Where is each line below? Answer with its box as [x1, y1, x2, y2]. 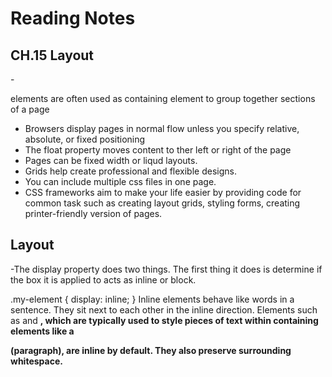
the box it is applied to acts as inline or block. [10, 273, 197, 286]
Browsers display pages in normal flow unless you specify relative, [24, 123, 300, 134]
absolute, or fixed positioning [24, 133, 146, 145]
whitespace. [10, 355, 63, 367]
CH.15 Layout [10, 47, 95, 64]
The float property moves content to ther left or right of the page [24, 144, 292, 156]
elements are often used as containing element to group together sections [10, 93, 316, 104]
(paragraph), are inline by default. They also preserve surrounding [10, 344, 292, 356]
